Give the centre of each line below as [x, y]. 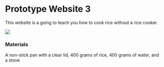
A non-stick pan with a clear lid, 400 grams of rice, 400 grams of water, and [82, 55]
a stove [13, 60]
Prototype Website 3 [48, 9]
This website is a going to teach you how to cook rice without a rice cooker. [82, 22]
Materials [17, 44]
